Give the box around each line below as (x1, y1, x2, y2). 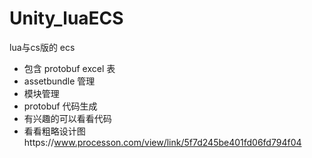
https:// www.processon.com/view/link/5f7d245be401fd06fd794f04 (23, 136, 302, 148)
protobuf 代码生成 (23, 100, 98, 112)
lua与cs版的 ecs (9, 41, 76, 53)
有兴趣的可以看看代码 (23, 112, 112, 124)
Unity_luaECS (9, 7, 124, 30)
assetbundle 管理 (23, 75, 96, 87)
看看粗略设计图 (23, 125, 86, 137)
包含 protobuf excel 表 (23, 62, 116, 74)
